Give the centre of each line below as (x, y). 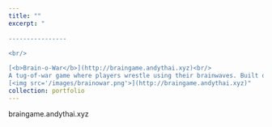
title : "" (25, 16)
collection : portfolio (47, 91)
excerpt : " (27, 23)
